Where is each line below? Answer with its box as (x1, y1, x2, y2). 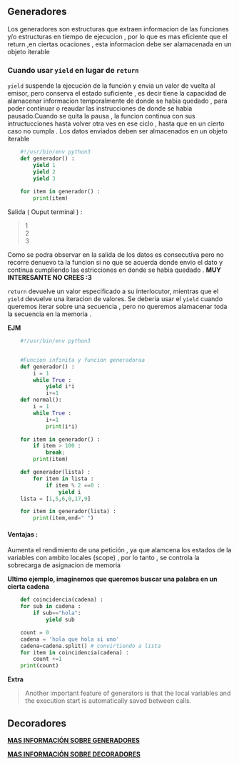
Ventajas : (7, 530, 38, 538)
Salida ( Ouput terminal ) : (7, 208, 83, 216)
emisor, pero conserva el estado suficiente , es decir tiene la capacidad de (7, 89, 227, 98)
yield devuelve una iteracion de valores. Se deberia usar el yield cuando (7, 295, 223, 303)
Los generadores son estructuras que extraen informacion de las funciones (7, 24, 230, 33)
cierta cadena (7, 582, 50, 591)
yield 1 (33, 161, 56, 168)
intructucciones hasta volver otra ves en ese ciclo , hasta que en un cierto (7, 119, 225, 128)
